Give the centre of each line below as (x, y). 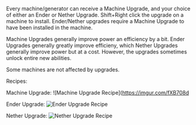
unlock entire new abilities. (39, 58)
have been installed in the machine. (50, 27)
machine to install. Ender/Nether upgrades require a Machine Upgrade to (95, 21)
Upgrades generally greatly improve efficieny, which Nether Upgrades (92, 45)
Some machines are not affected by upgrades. (63, 70)
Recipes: (17, 81)
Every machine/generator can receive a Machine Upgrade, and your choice (98, 9)
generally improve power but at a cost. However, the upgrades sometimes (97, 52)
